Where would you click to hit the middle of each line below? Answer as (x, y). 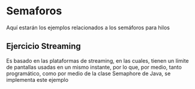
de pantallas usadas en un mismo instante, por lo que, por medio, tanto (94, 67)
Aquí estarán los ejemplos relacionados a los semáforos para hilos (88, 27)
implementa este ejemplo (37, 79)
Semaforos (34, 11)
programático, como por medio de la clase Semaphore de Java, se (88, 73)
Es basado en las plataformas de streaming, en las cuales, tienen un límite (97, 60)
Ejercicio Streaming (43, 46)
